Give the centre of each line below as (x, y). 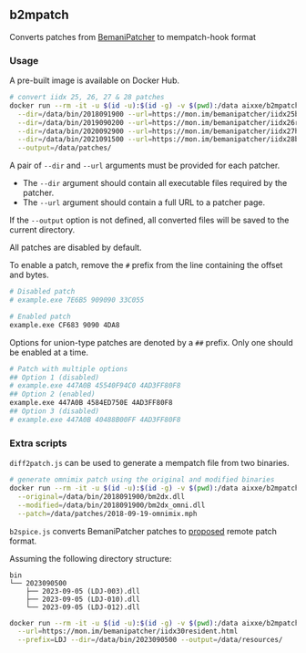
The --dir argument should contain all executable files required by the (155, 183)
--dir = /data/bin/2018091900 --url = (85, 114)
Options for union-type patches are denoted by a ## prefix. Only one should (151, 342)
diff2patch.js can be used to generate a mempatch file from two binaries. (149, 463)
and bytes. (30, 275)
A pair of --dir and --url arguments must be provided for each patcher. (145, 166)
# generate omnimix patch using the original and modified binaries (142, 480)
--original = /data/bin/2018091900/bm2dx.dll (101, 496)
